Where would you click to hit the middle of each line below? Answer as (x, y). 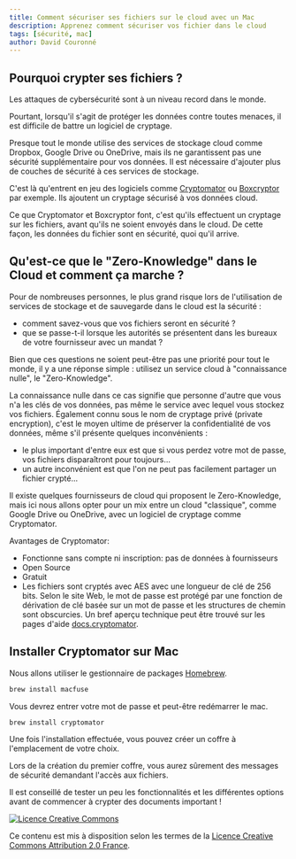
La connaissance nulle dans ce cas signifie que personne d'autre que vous (145, 395)
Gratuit (34, 577)
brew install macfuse (49, 689)
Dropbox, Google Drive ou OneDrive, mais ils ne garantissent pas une (136, 152)
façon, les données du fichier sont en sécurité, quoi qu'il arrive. (125, 234)
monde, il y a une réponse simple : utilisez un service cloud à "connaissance (148, 368)
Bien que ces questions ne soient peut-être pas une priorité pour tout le (140, 359)
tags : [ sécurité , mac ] (51, 34)
